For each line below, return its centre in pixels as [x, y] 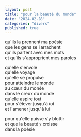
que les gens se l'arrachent [33, 47]
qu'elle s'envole [21, 68]
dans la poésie [20, 129]
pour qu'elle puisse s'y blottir [35, 119]
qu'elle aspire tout [23, 99]
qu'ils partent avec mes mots [35, 53]
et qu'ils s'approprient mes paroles [40, 58]
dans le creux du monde [30, 94]
